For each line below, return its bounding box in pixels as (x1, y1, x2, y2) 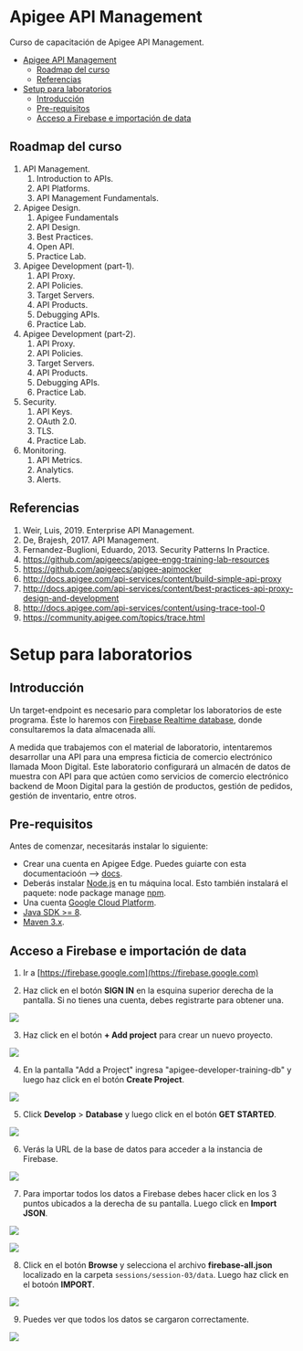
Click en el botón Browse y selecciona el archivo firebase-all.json (22, 1260, 273, 1271)
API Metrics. (36, 454, 83, 465)
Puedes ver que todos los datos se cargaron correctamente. (22, 1314, 249, 1325)
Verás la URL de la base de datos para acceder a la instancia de (22, 1144, 263, 1155)
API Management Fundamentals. (36, 192, 160, 203)
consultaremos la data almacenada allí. (9, 723, 156, 734)
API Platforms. (36, 183, 90, 194)
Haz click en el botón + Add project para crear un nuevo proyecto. (22, 1029, 274, 1040)
